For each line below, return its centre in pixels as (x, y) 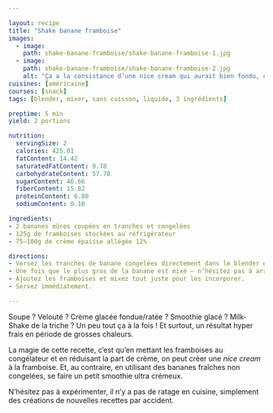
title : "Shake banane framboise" (65, 31)
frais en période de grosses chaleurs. (71, 334)
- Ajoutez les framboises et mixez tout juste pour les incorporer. (127, 279)
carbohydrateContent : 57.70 (63, 174)
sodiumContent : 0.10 (50, 204)
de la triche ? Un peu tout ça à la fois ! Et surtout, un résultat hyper (142, 325)
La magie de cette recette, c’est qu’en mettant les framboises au (116, 349)
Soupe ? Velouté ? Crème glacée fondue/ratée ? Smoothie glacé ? (119, 316)
